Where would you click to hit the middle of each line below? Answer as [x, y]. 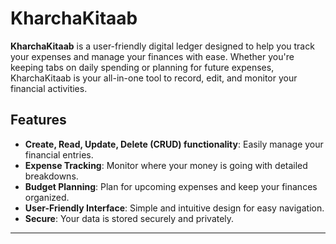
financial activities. [49, 88]
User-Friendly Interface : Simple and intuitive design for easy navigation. [174, 208]
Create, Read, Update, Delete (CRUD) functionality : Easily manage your [174, 144]
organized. [47, 197]
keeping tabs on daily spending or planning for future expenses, [142, 67]
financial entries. [59, 154]
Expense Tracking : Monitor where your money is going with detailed [166, 165]
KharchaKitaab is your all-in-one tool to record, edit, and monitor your [154, 78]
